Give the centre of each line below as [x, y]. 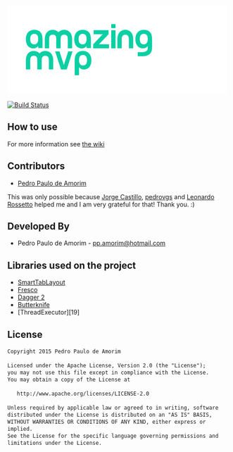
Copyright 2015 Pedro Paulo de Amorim [64, 352]
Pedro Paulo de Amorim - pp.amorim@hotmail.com [92, 243]
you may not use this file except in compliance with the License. [108, 373]
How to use [32, 127]
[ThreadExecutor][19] [48, 313]
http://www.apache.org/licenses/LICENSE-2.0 [83, 394]
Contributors [36, 167]
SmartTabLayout [41, 282]
